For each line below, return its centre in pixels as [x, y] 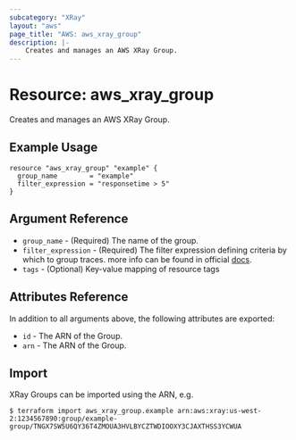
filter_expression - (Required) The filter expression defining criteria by [155, 250]
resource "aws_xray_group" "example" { [84, 168]
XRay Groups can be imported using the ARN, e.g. [101, 394]
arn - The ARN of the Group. [74, 345]
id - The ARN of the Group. [72, 336]
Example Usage [54, 148]
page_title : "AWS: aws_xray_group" [76, 34]
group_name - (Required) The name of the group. [110, 240]
